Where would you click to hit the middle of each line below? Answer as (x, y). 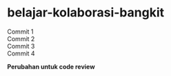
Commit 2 (21, 38)
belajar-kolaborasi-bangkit (85, 13)
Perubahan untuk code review (51, 66)
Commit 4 (21, 53)
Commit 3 (21, 46)
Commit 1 (20, 31)
